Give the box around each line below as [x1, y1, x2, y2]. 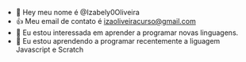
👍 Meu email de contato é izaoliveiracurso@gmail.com [15, 17, 196, 25]
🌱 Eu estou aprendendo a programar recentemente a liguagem [15, 37, 221, 45]
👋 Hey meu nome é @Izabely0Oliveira [15, 8, 140, 17]
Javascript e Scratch [15, 45, 84, 54]
